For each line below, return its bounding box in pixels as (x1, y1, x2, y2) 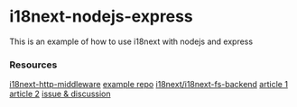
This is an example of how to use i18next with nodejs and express (9, 36, 254, 47)
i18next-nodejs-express (9, 6, 194, 27)
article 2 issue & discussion (9, 88, 111, 100)
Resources (9, 58, 58, 71)
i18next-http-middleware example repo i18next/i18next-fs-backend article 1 (9, 79, 289, 90)
